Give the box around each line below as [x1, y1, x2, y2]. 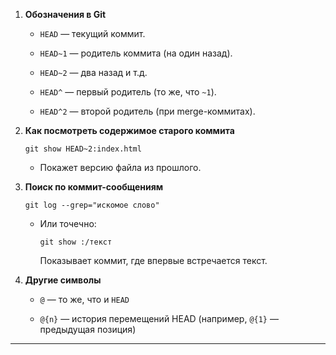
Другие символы [24, 274, 102, 286]
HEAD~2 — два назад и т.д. [39, 67, 148, 78]
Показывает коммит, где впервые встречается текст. [39, 255, 268, 266]
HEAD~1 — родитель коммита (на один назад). [39, 47, 233, 59]
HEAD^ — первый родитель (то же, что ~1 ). [39, 86, 217, 98]
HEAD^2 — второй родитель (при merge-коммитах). [39, 105, 256, 117]
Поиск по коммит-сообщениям [24, 181, 164, 193]
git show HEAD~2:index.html [24, 144, 142, 154]
